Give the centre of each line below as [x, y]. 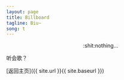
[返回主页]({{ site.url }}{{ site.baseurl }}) [55, 71]
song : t [16, 29]
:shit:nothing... [101, 46]
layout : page [22, 12]
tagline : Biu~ [24, 23]
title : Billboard [28, 17]
